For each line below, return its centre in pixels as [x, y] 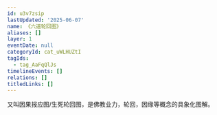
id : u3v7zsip [26, 13]
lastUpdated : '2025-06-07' [46, 20]
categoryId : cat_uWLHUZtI [44, 52]
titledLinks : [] [30, 84]
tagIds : [18, 59]
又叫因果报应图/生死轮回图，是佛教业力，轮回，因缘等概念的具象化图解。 [111, 105]
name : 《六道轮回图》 [34, 26]
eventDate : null [30, 45]
